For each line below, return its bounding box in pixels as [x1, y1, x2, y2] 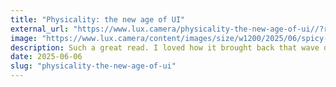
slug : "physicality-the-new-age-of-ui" [10, 61, 177, 71]
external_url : [10, 24, 70, 34]
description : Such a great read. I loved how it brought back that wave [10, 42, 320, 53]
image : [10, 33, 38, 43]
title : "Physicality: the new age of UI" [10, 14, 186, 25]
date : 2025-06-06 [10, 52, 83, 62]
